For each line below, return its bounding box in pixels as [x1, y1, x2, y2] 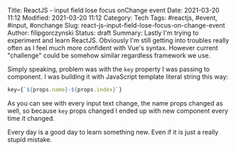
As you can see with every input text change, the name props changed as [7, 99, 223, 107]
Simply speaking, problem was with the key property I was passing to [7, 65, 210, 73]
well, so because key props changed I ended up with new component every [7, 106, 229, 115]
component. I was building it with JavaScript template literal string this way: [7, 72, 229, 81]
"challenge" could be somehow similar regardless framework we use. [7, 51, 211, 60]
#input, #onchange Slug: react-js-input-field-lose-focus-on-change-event [7, 21, 225, 29]
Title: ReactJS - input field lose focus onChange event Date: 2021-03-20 [7, 6, 220, 14]
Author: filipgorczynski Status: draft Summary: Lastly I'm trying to [7, 28, 199, 37]
